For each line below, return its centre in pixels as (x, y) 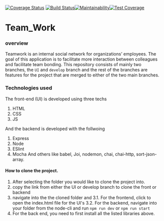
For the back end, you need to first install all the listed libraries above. (83, 213)
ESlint (18, 148)
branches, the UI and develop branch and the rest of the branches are (76, 70)
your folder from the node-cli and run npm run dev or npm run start (81, 208)
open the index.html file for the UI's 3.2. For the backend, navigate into (85, 203)
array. (18, 159)
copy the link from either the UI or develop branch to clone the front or (84, 187)
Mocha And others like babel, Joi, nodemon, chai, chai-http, (74, 154)
